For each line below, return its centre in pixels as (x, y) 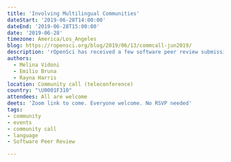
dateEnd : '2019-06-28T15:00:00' (53, 26)
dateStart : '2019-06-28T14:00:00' (57, 20)
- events (20, 122)
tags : (15, 110)
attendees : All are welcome (47, 97)
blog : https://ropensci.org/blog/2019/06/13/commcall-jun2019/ (100, 45)
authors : (20, 59)
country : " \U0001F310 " (40, 90)
